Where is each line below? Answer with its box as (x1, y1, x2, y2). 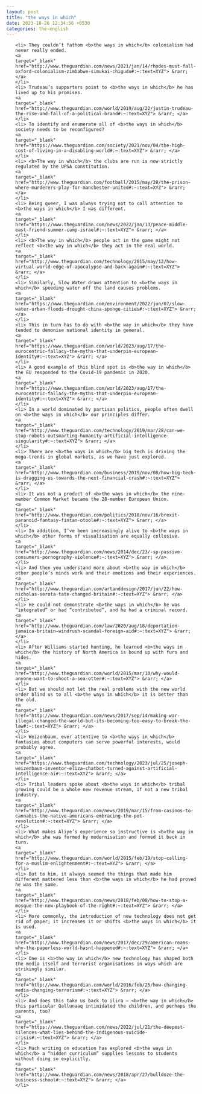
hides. (14, 655, 32, 661)
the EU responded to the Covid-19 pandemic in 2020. (14, 369, 151, 376)
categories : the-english (6, 25, 69, 32)
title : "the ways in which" (6, 14, 77, 21)
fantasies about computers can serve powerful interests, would (14, 739, 180, 745)
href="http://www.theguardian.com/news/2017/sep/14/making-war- (14, 713, 180, 719)
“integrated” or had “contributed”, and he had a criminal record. (14, 607, 188, 613)
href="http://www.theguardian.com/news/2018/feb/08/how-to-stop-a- (14, 897, 188, 904)
